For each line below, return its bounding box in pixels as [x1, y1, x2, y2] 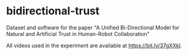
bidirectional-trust [6, 4, 100, 18]
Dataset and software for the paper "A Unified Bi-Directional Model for [6, 24, 180, 31]
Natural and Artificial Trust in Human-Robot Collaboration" [6, 30, 150, 37]
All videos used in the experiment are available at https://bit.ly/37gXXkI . [6, 42, 183, 49]
